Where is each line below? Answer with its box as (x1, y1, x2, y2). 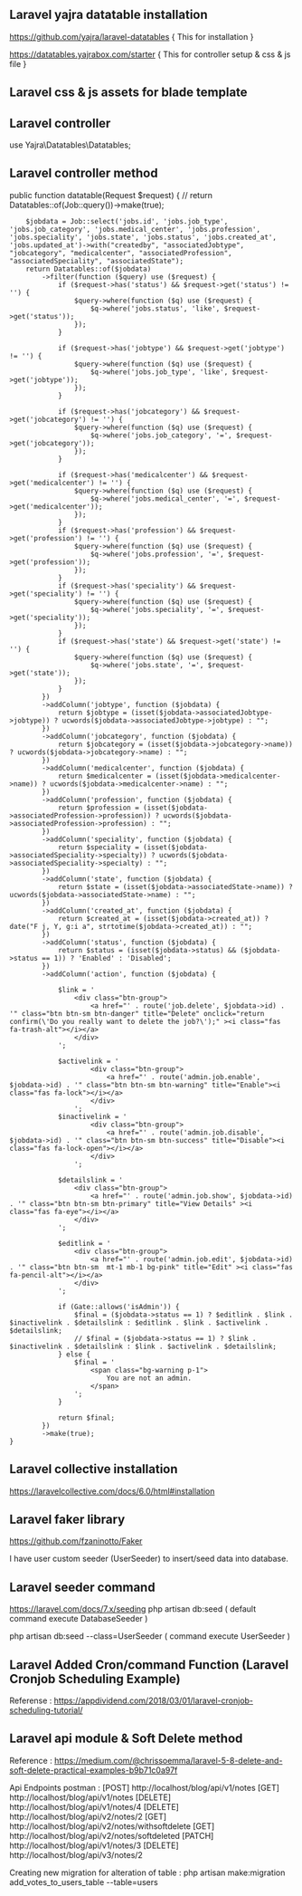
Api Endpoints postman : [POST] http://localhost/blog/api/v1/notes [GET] (9, 1782, 280, 1793)
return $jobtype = (57, 708, 127, 717)
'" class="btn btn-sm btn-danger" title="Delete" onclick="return (9, 1009, 265, 1018)
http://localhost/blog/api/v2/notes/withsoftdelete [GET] (9, 1820, 215, 1832)
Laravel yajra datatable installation (9, 7, 208, 23)
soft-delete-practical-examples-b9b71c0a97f (9, 1765, 178, 1776)
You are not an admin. (106, 1374, 193, 1383)
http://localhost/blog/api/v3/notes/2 (9, 1849, 143, 1860)
